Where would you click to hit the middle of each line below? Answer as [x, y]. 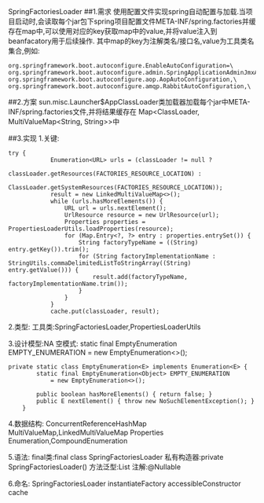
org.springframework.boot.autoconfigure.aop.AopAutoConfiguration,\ [123, 79]
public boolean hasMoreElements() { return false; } [125, 395]
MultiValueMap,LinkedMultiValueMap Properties [86, 432]
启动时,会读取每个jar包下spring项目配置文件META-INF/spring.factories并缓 [135, 21]
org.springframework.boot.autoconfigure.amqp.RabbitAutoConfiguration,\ [130, 86]
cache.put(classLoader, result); [104, 311]
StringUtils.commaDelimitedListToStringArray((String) [100, 263]
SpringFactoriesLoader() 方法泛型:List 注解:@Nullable [95, 467]
